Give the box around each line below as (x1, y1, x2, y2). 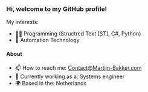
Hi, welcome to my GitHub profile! (6, 5, 108, 13)
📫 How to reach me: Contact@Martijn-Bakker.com (14, 64, 142, 71)
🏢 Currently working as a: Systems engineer (14, 73, 125, 80)
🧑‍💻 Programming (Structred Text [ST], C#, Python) (14, 30, 141, 37)
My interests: (6, 19, 39, 26)
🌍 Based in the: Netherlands (14, 79, 87, 87)
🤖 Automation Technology (14, 37, 80, 44)
